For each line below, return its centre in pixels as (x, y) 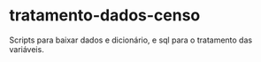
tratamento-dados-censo (105, 15)
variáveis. (27, 49)
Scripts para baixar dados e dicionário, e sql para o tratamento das (131, 40)
